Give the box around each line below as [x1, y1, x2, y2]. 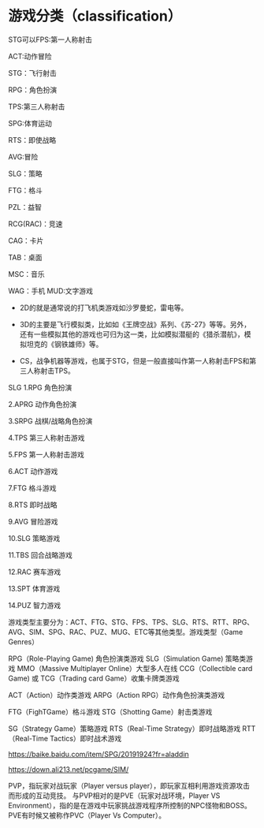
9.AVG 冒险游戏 [8, 517, 58, 526]
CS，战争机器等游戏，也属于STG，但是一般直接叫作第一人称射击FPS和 [19, 356, 250, 365]
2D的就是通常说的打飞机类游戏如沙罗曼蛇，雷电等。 [19, 303, 188, 312]
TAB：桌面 [8, 252, 43, 262]
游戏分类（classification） [8, 7, 182, 25]
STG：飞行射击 [8, 68, 57, 77]
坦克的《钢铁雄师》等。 [26, 339, 103, 349]
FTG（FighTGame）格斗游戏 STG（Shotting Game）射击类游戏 [8, 707, 213, 716]
